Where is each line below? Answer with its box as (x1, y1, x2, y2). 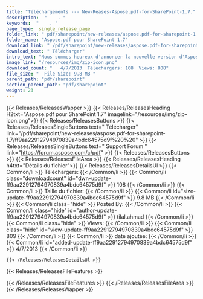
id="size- (172, 187, 196, 195)
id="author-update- (68, 207, 117, 214)
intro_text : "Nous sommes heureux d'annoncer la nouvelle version (6, 54, 177, 60)
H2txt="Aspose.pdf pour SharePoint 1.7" (6, 110, 107, 118)
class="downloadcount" (6, 175, 66, 182)
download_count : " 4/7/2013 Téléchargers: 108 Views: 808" (6, 65, 169, 71)
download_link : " (6, 43, 50, 49)
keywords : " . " (6, 20, 59, 26)
